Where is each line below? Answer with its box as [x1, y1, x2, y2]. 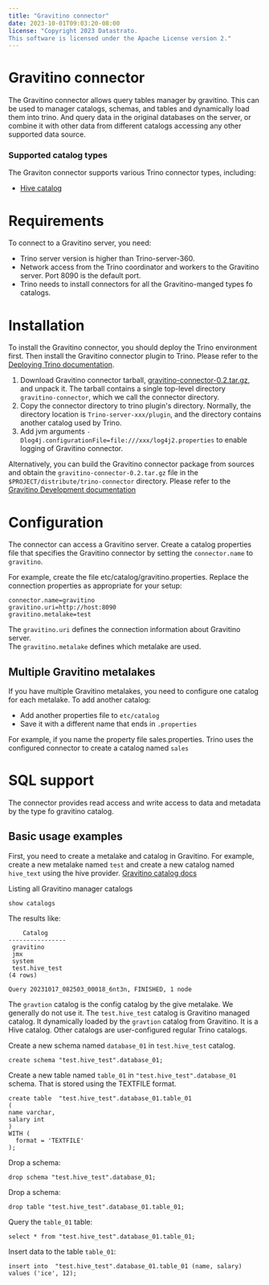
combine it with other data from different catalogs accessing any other [8, 121, 242, 131]
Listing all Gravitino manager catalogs [8, 884, 133, 893]
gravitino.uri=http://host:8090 [8, 604, 116, 612]
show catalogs [8, 899, 56, 907]
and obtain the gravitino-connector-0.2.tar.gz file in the [8, 468, 199, 478]
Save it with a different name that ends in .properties [19, 719, 198, 729]
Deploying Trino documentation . [8, 359, 115, 370]
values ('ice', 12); [8, 1269, 78, 1277]
